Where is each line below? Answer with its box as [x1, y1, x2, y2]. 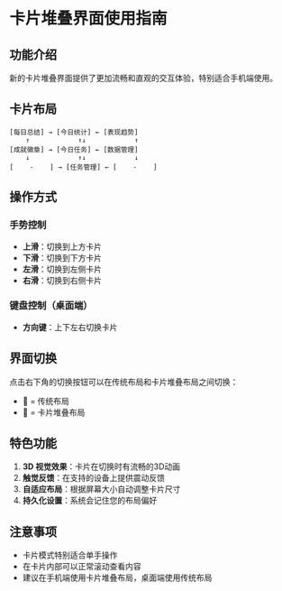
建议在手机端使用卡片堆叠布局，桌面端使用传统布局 [22, 572, 213, 583]
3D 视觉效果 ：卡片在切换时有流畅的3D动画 [22, 461, 181, 472]
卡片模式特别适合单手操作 [22, 549, 118, 560]
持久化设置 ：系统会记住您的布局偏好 [22, 495, 158, 506]
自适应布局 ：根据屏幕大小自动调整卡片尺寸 [22, 484, 181, 494]
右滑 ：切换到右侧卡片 [22, 274, 102, 285]
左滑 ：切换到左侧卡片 [22, 263, 102, 274]
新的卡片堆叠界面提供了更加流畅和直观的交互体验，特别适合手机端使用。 [9, 73, 277, 83]
